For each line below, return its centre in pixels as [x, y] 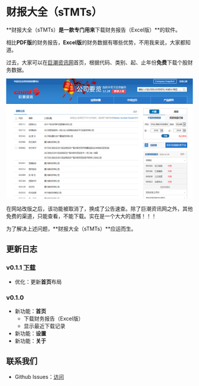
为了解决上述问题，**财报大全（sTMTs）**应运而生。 [71, 229]
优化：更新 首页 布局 [38, 281]
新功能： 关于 [30, 341]
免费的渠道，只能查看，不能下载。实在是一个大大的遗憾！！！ [81, 216]
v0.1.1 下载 [21, 268]
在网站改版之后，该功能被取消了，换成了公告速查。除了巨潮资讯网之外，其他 [99, 208]
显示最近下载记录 [44, 326]
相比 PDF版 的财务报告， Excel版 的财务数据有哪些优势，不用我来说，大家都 [96, 42]
